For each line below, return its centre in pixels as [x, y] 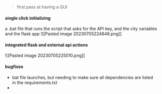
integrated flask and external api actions [46, 45]
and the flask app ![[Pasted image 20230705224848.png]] [63, 34]
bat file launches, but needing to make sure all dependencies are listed [82, 77]
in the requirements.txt [35, 82]
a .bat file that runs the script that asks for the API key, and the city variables [81, 29]
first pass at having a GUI [42, 7]
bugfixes [14, 67]
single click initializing [28, 18]
